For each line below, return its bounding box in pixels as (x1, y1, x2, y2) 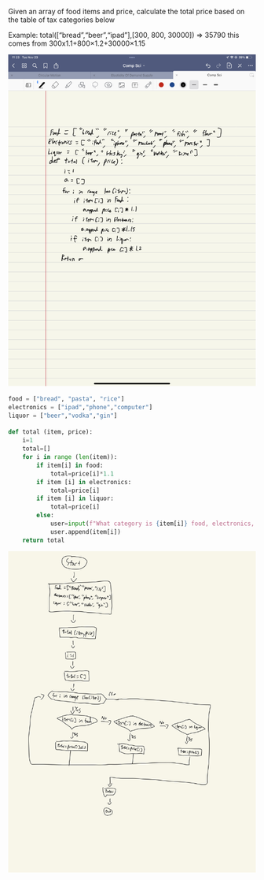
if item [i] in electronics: (36, 478, 132, 486)
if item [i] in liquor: (36, 494, 114, 503)
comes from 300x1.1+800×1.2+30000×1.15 (8, 39, 146, 48)
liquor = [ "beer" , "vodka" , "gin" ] (8, 412, 118, 419)
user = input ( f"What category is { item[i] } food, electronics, (49, 520, 255, 528)
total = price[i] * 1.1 (49, 469, 114, 478)
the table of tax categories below (8, 15, 115, 24)
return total (22, 536, 65, 544)
